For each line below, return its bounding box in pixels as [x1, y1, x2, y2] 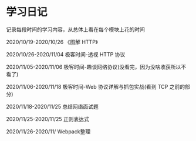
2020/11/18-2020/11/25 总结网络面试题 [6, 103, 99, 110]
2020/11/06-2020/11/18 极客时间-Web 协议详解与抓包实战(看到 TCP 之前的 [6, 83, 185, 90]
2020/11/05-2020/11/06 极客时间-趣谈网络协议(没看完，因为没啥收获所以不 [6, 63, 187, 70]
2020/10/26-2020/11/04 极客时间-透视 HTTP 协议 [6, 51, 126, 58]
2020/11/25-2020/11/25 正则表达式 [6, 115, 90, 122]
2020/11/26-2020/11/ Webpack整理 [6, 127, 91, 135]
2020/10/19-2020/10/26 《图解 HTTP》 [6, 38, 98, 45]
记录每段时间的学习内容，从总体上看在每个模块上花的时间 [6, 26, 145, 33]
